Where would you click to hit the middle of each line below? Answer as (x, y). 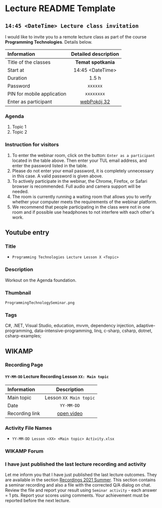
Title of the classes (29, 62)
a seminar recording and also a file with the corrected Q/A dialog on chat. (78, 485)
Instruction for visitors (32, 145)
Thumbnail (18, 293)
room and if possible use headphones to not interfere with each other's (83, 212)
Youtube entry (27, 232)
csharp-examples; (23, 336)
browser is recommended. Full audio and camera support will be (76, 186)
